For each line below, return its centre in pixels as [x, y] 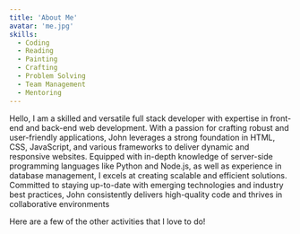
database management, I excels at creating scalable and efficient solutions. [148, 175]
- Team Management [52, 84]
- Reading [35, 51]
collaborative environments [60, 204]
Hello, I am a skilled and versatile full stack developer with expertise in [139, 118]
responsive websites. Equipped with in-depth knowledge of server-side [141, 156]
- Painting [38, 59]
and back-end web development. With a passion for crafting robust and [157, 127]
